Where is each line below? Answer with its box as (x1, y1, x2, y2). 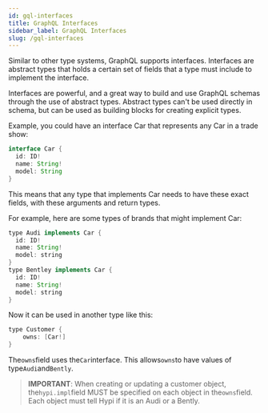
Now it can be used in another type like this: (8, 310, 154, 320)
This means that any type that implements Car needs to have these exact (8, 189, 250, 198)
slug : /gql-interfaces (8, 34, 84, 42)
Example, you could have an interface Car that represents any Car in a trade (8, 121, 258, 130)
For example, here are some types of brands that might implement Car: (8, 213, 242, 223)
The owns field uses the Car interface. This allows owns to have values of (8, 355, 232, 364)
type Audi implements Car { (8, 229, 102, 237)
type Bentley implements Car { (8, 266, 113, 274)
